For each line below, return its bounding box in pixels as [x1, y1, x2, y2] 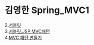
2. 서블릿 [5, 22, 21, 28]
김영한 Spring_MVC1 [5, 4, 89, 16]
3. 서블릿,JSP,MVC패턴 [5, 28, 50, 34]
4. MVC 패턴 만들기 [5, 34, 42, 40]
